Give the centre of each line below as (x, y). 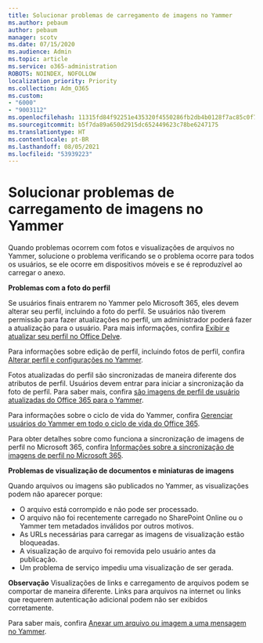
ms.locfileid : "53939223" (50, 154)
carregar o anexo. (37, 273)
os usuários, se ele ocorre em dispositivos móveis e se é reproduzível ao (125, 264)
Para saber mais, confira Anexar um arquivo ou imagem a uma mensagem (127, 623)
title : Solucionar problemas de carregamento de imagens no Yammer (121, 15)
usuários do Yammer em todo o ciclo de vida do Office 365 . (104, 423)
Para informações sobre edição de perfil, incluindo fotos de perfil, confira (126, 352)
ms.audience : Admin (40, 52)
